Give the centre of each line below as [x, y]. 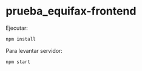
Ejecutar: [17, 28]
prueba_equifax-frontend [71, 11]
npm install [21, 39]
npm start [18, 62]
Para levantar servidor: [34, 50]
